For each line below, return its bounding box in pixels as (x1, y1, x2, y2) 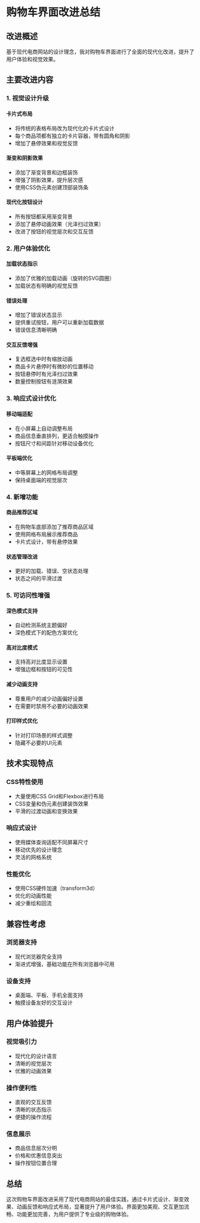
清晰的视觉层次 (14, 1060, 52, 1067)
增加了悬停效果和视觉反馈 (14, 139, 78, 147)
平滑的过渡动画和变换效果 (14, 807, 78, 815)
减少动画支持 (6, 681, 38, 688)
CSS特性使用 (6, 778, 44, 786)
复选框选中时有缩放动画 (14, 355, 73, 362)
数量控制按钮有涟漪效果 (14, 378, 73, 385)
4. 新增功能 (6, 493, 38, 501)
